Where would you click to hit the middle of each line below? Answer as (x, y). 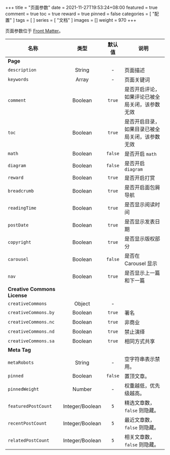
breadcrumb (21, 191)
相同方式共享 (140, 341)
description (22, 70)
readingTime (22, 208)
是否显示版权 (140, 239)
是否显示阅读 (140, 204)
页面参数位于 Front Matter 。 (34, 31)
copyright (19, 242)
